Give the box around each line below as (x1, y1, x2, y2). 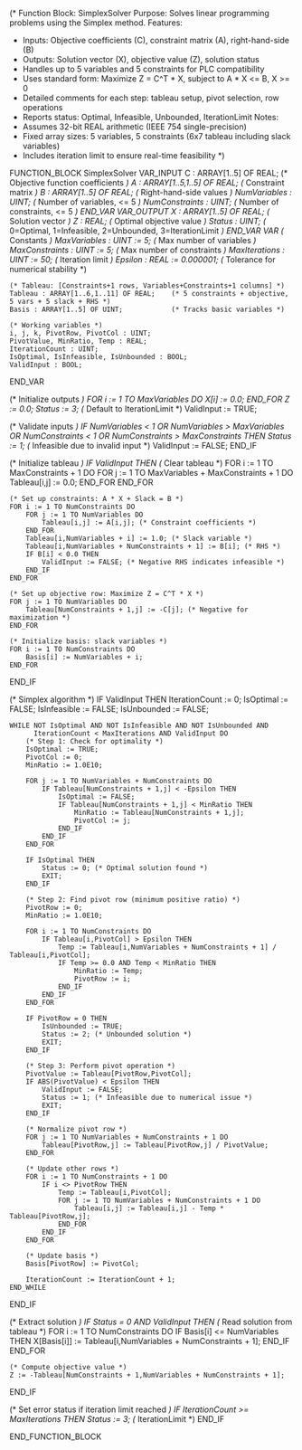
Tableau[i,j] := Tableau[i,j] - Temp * (73, 1204, 224, 1213)
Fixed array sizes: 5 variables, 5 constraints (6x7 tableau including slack (22, 131, 291, 141)
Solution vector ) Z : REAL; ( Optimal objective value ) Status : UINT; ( (9, 216, 267, 226)
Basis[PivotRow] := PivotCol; (25, 1259, 140, 1268)
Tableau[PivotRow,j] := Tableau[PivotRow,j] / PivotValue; (42, 1141, 269, 1150)
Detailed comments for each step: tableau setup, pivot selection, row (22, 92, 280, 103)
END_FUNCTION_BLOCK (9, 1431, 102, 1442)
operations (22, 102, 63, 112)
